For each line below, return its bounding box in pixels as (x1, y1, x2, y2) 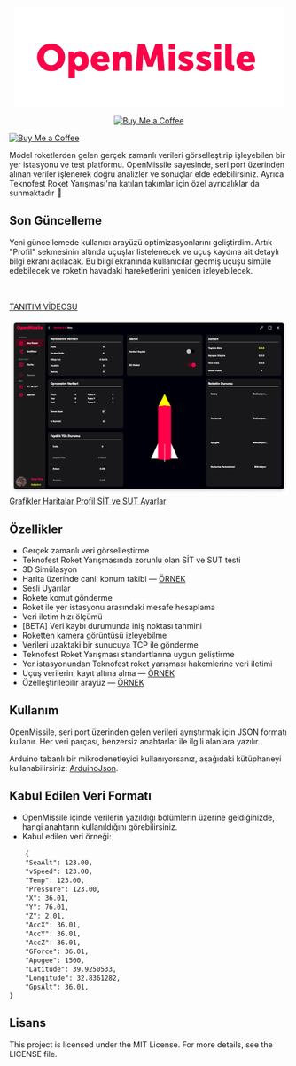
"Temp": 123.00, (25, 876, 86, 885)
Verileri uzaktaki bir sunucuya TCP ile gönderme (21, 640, 199, 650)
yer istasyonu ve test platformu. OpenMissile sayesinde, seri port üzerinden (9, 159, 285, 170)
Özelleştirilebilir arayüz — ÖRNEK (21, 678, 144, 688)
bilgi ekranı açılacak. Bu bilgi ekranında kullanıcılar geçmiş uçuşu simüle (9, 256, 272, 266)
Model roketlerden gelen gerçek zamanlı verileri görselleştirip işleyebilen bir (9, 150, 285, 160)
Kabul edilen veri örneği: (21, 831, 112, 841)
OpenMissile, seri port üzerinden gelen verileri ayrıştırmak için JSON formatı (9, 727, 287, 737)
